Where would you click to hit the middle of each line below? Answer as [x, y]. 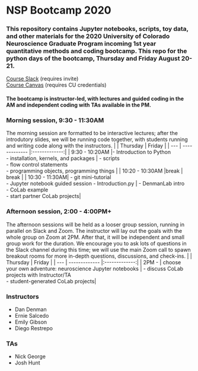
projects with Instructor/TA [39, 275]
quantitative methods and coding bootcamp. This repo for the [97, 51]
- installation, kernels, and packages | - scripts [63, 158]
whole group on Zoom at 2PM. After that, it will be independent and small [95, 237]
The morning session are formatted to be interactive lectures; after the [92, 133]
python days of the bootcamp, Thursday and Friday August [93, 59]
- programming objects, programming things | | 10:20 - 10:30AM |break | [95, 171]
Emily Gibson [31, 322]
